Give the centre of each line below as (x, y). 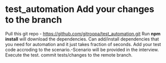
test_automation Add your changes (80, 9)
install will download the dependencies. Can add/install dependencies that (82, 39)
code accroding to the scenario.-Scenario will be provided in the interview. (82, 49)
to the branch (34, 20)
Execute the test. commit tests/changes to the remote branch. (69, 55)
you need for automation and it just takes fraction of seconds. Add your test (83, 44)
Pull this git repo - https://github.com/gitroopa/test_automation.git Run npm (83, 33)
